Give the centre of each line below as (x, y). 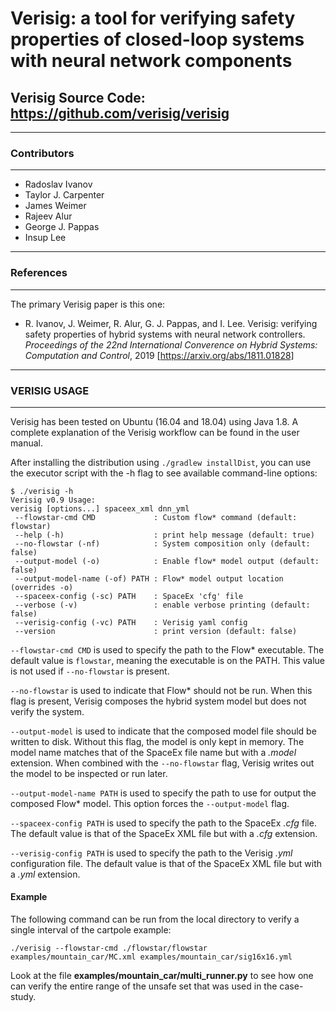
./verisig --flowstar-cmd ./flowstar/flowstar (109, 948)
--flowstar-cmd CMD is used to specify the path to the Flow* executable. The (167, 649)
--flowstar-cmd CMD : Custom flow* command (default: (156, 517)
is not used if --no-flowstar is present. (90, 671)
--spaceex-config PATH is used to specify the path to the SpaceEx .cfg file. (163, 823)
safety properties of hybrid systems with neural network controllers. (165, 334)
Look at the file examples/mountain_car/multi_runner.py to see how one (162, 976)
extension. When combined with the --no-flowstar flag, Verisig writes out (162, 763)
